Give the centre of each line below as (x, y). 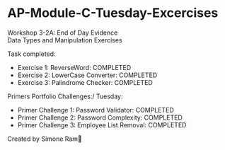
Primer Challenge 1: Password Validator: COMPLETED (96, 110)
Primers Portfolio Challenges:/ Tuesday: (65, 96)
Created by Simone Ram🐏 (45, 139)
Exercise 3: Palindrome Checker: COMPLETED (85, 82)
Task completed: (31, 54)
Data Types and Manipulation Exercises (65, 40)
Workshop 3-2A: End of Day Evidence (63, 33)
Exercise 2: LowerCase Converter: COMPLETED (87, 75)
